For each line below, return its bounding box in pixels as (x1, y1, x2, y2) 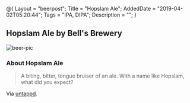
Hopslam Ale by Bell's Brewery (6, 28, 123, 38)
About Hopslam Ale (6, 59, 64, 67)
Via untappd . (6, 90, 37, 97)
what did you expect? (20, 79, 74, 86)
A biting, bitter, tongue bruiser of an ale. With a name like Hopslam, (20, 72, 185, 79)
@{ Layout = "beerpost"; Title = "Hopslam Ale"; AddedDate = (6, 5, 156, 12)
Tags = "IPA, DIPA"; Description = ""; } (43, 11, 137, 18)
